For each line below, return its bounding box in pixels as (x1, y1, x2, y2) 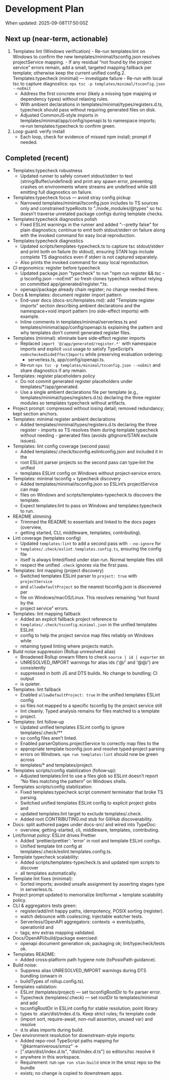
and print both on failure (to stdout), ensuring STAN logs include (20, 248, 154, 254)
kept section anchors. (12, 411, 58, 417)
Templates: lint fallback (12, 686, 61, 692)
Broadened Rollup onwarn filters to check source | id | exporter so (20, 654, 165, 660)
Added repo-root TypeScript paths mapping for (20, 1037, 119, 1043)
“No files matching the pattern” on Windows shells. (20, 778, 127, 784)
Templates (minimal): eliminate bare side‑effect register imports (12, 335, 146, 341)
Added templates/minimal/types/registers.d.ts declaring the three (20, 421, 157, 427)
